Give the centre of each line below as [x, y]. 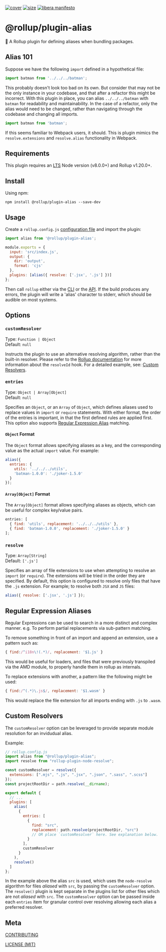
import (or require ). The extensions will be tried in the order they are [75, 576]
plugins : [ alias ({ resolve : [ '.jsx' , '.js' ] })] [61, 275]
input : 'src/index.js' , [34, 252]
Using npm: [17, 193]
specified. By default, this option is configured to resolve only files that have [83, 581]
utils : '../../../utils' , [41, 469]
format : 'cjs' [28, 266]
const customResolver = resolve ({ [41, 770]
